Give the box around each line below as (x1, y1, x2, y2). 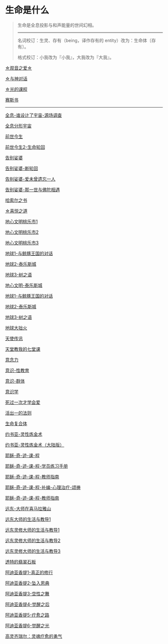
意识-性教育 (5, 367, 29, 373)
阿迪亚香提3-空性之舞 (5, 590, 50, 596)
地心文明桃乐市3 (5, 240, 39, 246)
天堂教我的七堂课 (5, 346, 40, 352)
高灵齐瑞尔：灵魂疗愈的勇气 (5, 633, 62, 639)
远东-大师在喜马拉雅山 (5, 505, 51, 511)
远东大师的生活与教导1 (5, 516, 51, 522)
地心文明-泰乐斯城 (5, 282, 42, 288)
